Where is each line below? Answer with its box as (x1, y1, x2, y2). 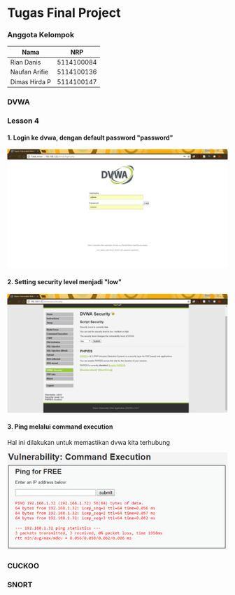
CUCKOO (7, 561, 40, 570)
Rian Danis (10, 58, 41, 67)
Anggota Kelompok (7, 30, 75, 40)
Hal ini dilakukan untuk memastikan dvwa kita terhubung (7, 438, 170, 446)
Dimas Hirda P (10, 77, 51, 86)
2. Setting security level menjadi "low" (7, 278, 122, 286)
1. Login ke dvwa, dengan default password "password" (7, 133, 173, 142)
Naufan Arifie (10, 68, 49, 76)
